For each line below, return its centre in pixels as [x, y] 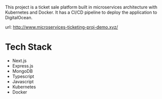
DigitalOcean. [19, 17]
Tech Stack [29, 47]
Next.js [19, 61]
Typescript [23, 76]
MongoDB [22, 71]
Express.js [23, 66]
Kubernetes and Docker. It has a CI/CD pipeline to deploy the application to [81, 12]
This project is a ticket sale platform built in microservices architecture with [81, 7]
